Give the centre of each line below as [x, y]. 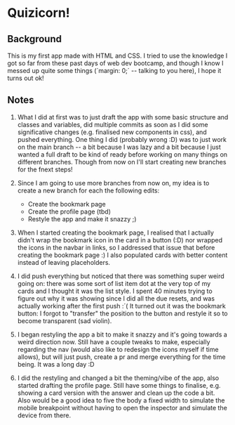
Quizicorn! [39, 13]
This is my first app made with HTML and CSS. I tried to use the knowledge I [117, 55]
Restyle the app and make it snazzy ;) [82, 218]
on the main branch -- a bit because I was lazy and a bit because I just [119, 147]
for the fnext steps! [45, 169]
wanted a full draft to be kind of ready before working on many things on [122, 154]
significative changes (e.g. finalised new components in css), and [112, 132]
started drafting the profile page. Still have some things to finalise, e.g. [119, 385]
